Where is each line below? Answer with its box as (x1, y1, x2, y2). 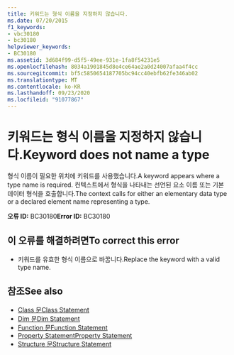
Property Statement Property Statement (17, 331, 133, 339)
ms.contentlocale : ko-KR (7, 83, 81, 90)
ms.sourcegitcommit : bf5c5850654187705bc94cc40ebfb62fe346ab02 (7, 70, 199, 77)
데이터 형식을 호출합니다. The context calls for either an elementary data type (7, 189, 228, 197)
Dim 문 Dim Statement (17, 314, 80, 323)
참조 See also (7, 285, 63, 297)
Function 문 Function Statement (17, 323, 108, 332)
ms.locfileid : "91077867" (7, 97, 84, 104)
